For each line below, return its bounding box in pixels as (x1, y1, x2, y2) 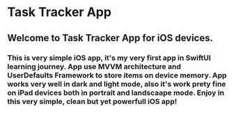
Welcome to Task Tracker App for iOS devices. (7, 32, 214, 44)
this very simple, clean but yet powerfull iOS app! (7, 96, 178, 106)
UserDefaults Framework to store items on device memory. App (7, 70, 227, 80)
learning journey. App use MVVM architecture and (7, 61, 181, 71)
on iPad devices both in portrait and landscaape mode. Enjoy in (7, 88, 225, 98)
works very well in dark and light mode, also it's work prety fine (7, 79, 226, 89)
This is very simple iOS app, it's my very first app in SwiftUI (7, 53, 211, 63)
